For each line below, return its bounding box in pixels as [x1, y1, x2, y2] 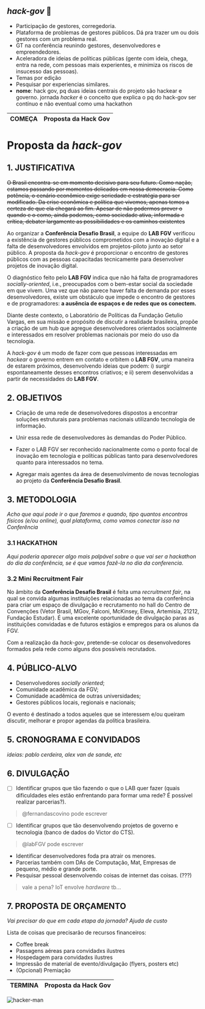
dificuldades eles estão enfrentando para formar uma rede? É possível [15, 791, 193, 799]
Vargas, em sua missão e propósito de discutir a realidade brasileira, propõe [7, 318, 198, 325]
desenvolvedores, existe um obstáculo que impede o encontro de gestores [7, 293, 195, 301]
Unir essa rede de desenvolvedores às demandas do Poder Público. [15, 433, 187, 441]
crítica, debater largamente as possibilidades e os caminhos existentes [7, 218, 185, 225]
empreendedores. [15, 48, 61, 55]
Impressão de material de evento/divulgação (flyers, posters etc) [15, 960, 179, 968]
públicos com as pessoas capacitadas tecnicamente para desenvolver [7, 255, 184, 263]
